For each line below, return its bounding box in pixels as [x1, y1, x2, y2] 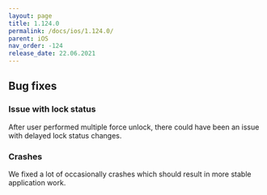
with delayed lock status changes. [8, 130, 122, 140]
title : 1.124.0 [8, 19, 60, 28]
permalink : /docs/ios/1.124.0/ [8, 27, 114, 35]
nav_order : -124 [8, 42, 63, 50]
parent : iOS [8, 34, 49, 43]
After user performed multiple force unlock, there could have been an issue [8, 122, 260, 132]
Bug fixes [8, 79, 57, 93]
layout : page [8, 11, 53, 20]
